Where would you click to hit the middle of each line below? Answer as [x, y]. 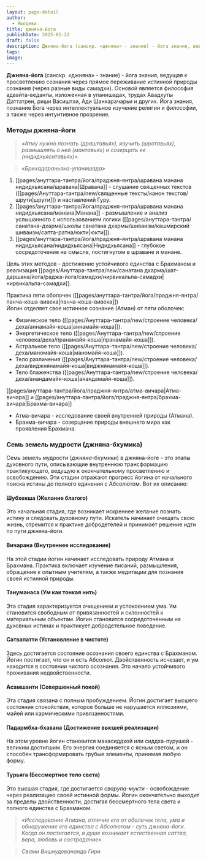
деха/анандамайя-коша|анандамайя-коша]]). [75, 378]
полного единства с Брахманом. [49, 808]
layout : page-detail [33, 12]
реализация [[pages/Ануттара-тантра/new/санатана [75, 270]
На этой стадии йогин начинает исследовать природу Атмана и [90, 559]
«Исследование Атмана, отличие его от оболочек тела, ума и [103, 820]
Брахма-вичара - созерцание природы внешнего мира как [93, 422]
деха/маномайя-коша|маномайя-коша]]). [70, 353]
